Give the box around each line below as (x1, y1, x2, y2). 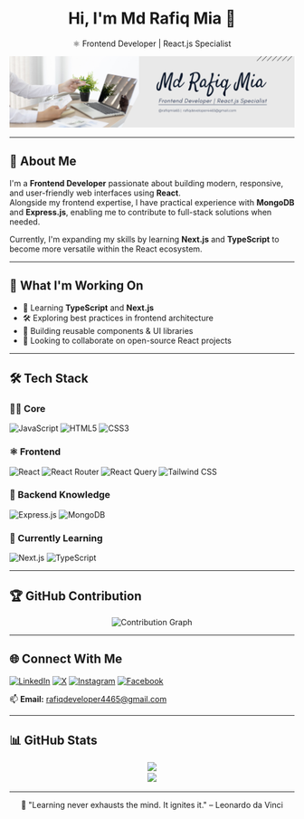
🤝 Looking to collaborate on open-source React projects (22, 335, 233, 346)
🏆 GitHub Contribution (9, 588, 142, 604)
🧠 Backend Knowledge (9, 489, 111, 501)
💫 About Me (9, 154, 77, 169)
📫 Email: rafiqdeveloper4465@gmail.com (9, 693, 167, 704)
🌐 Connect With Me (9, 652, 123, 667)
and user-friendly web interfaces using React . (9, 187, 181, 198)
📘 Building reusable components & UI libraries (22, 325, 194, 336)
